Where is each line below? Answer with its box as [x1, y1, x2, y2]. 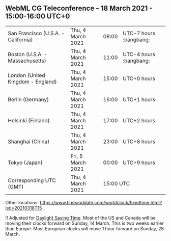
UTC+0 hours [123, 75, 155, 82]
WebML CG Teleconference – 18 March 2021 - [5, 4, 153, 13]
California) [8, 36, 33, 43]
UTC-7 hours [123, 30, 155, 37]
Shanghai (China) [8, 138, 50, 145]
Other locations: [5, 199, 39, 205]
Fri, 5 [70, 152, 83, 159]
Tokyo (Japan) [8, 159, 43, 166]
